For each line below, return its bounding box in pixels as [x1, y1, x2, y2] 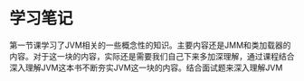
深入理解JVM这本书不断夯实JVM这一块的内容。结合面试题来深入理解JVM [9, 62, 283, 73]
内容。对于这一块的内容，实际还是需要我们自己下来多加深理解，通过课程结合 [9, 50, 295, 61]
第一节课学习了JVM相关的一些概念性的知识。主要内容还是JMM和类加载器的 [9, 40, 291, 50]
